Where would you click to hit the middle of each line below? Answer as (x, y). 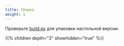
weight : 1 (15, 14)
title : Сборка (20, 10)
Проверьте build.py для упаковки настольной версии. (62, 28)
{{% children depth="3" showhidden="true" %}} (55, 38)
